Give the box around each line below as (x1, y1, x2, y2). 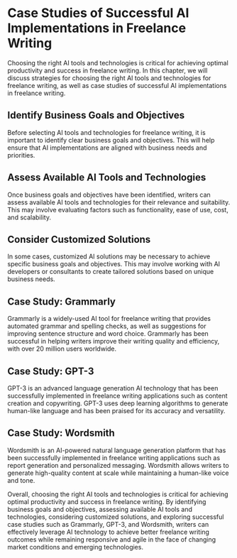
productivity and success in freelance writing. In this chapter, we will (7, 66, 208, 75)
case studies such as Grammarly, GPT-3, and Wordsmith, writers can (7, 520, 209, 528)
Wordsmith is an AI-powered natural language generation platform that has (7, 446, 226, 454)
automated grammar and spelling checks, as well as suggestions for (7, 322, 206, 331)
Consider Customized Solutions (7, 233, 151, 246)
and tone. (7, 476, 35, 484)
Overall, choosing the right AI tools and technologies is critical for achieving (7, 490, 228, 498)
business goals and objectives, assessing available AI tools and (7, 505, 193, 513)
